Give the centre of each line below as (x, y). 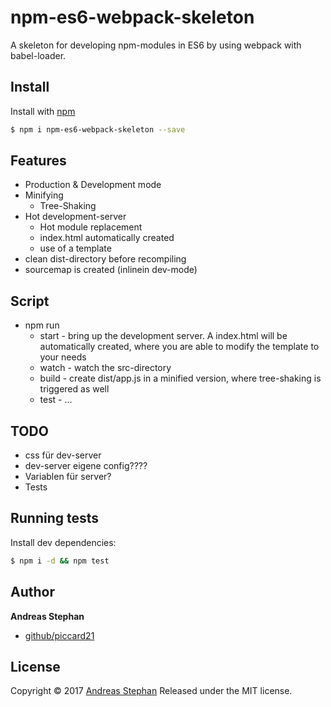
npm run (42, 325)
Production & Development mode (93, 185)
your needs (63, 357)
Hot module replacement (91, 227)
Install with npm (43, 111)
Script (30, 301)
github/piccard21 (59, 635)
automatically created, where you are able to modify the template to (179, 347)
